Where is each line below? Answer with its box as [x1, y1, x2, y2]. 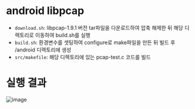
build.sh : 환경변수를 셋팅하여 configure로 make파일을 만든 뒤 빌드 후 [14, 39, 176, 46]
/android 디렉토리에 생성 [14, 46, 72, 53]
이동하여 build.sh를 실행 [35, 31, 91, 39]
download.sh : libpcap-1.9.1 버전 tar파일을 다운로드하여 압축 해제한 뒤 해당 [14, 24, 183, 31]
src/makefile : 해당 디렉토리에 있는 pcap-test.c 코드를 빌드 [14, 53, 151, 60]
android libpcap [6, 4, 85, 18]
